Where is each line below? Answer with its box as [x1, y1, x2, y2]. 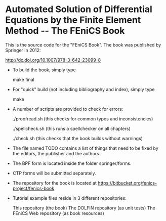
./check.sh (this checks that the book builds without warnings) [12, 135, 143, 141]
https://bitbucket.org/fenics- [98, 180, 157, 186]
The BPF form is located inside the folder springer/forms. [12, 160, 132, 166]
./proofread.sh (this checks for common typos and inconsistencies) [12, 115, 153, 122]
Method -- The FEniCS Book [5, 25, 125, 36]
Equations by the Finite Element [5, 14, 141, 26]
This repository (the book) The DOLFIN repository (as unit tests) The [12, 205, 155, 211]
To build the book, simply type [12, 67, 76, 73]
